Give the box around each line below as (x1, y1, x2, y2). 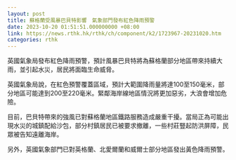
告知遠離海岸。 (19, 131, 63, 139)
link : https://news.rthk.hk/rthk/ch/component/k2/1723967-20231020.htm (7, 29, 221, 37)
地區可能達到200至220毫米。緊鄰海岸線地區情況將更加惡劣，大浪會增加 (13, 89, 221, 98)
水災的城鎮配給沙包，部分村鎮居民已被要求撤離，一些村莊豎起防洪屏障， (13, 121, 223, 130)
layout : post (7, 10, 46, 18)
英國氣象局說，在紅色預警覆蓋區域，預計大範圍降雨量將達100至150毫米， (7, 80, 219, 88)
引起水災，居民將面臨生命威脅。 (25, 65, 118, 74)
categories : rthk (7, 36, 58, 44)
